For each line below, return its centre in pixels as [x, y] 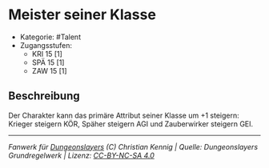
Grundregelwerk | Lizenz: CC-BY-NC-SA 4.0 [81, 155]
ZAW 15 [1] [49, 70]
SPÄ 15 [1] [48, 62]
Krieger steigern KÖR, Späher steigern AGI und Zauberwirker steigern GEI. [131, 124]
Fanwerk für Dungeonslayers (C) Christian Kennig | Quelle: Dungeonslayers [133, 146]
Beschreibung [44, 96]
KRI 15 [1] [47, 54]
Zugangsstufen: [46, 45]
